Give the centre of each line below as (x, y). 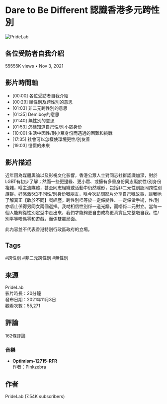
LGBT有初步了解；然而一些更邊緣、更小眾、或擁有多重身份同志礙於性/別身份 (83, 181)
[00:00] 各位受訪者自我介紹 (40, 95)
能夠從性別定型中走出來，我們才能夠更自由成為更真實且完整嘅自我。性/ (86, 213)
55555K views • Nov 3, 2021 (34, 66)
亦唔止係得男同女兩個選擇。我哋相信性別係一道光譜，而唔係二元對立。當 (79, 206)
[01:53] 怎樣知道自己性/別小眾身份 (47, 127)
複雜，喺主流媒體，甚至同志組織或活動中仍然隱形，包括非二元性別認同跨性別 (83, 188)
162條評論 (15, 335)
